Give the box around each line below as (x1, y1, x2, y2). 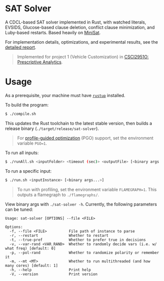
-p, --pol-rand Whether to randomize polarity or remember (9, 250, 160, 255)
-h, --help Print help (9, 267, 91, 272)
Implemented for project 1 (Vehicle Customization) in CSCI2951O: (17, 53, 149, 59)
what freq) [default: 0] (5, 246, 56, 251)
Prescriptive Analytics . (17, 59, 63, 65)
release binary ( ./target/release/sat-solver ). (5, 126, 99, 131)
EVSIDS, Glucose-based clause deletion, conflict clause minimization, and (5, 24, 155, 30)
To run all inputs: (5, 150, 39, 155)
